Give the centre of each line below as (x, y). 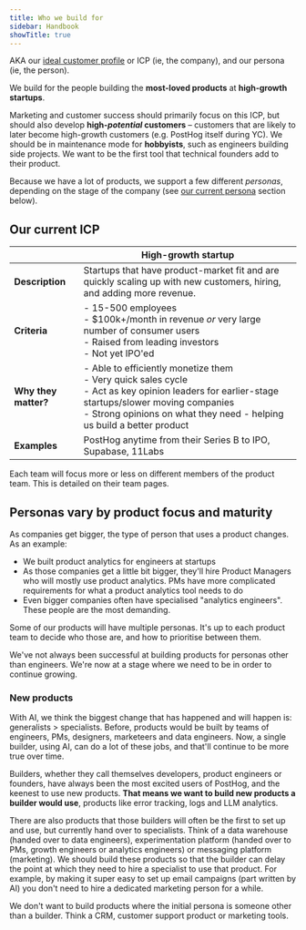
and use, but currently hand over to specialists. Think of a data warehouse (149, 831)
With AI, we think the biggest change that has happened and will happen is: (151, 718)
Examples (36, 445)
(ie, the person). (40, 70)
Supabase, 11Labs (124, 452)
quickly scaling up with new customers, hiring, (182, 281)
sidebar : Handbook (44, 26)
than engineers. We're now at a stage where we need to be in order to (141, 664)
